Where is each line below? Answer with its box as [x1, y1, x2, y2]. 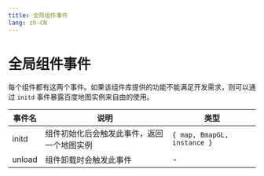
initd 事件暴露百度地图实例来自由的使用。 [16, 92, 154, 102]
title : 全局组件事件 [8, 11, 68, 20]
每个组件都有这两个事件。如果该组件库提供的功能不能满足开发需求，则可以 [8, 82, 249, 92]
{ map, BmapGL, [172, 130, 229, 140]
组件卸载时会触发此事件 [45, 155, 132, 166]
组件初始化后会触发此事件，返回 [45, 128, 163, 139]
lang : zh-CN [8, 19, 47, 27]
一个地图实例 [45, 140, 93, 151]
